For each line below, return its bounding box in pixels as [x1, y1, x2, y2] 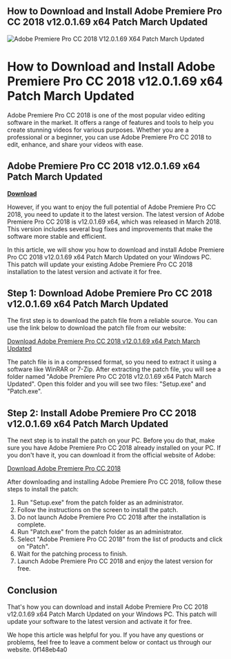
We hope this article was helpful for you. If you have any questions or [7, 631, 204, 639]
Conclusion [7, 584, 58, 596]
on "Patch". [17, 542, 50, 551]
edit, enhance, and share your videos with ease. [7, 140, 143, 148]
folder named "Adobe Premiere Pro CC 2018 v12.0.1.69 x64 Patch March [7, 373, 212, 381]
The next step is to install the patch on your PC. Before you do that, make [7, 436, 215, 444]
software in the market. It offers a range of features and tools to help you [7, 118, 214, 126]
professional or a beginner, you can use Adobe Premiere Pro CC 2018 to [7, 132, 212, 141]
